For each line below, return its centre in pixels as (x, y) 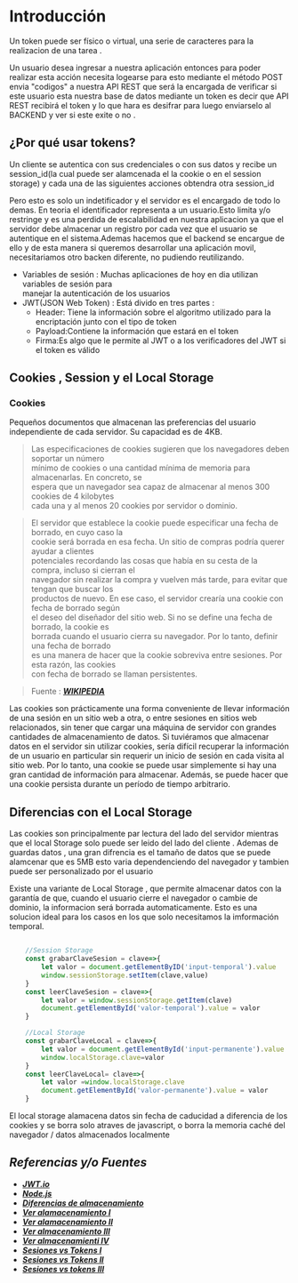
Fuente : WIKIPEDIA (68, 692)
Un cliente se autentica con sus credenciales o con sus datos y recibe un (143, 164)
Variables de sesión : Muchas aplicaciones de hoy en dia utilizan (140, 274)
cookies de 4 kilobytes (72, 496)
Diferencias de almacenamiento (83, 1203)
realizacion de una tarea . (56, 50)
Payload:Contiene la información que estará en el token (137, 331)
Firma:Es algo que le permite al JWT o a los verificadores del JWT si (161, 341)
